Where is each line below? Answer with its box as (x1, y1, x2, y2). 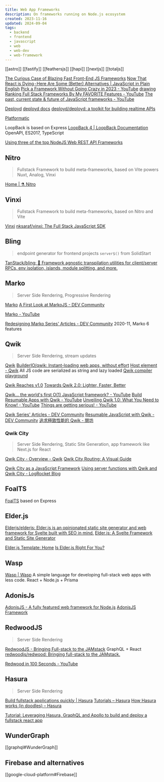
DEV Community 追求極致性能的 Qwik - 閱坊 (5, 417, 94, 423)
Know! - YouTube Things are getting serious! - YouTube (5, 402, 117, 408)
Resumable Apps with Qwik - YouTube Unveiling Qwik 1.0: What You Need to (5, 397, 159, 403)
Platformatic (5, 115, 30, 121)
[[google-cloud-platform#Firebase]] (5, 772, 77, 778)
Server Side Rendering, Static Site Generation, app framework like (17, 441, 150, 447)
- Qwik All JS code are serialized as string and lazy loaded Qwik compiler (5, 368, 152, 373)
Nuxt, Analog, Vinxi (17, 172, 56, 178)
